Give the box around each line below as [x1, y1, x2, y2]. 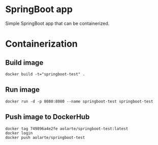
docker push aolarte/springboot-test [5, 135, 85, 140]
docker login [5, 130, 33, 135]
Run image [5, 85, 40, 94]
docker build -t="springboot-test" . [5, 71, 85, 77]
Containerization [5, 38, 78, 50]
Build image [5, 58, 44, 67]
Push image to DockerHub [5, 113, 90, 121]
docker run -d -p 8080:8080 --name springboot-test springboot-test [5, 99, 153, 104]
